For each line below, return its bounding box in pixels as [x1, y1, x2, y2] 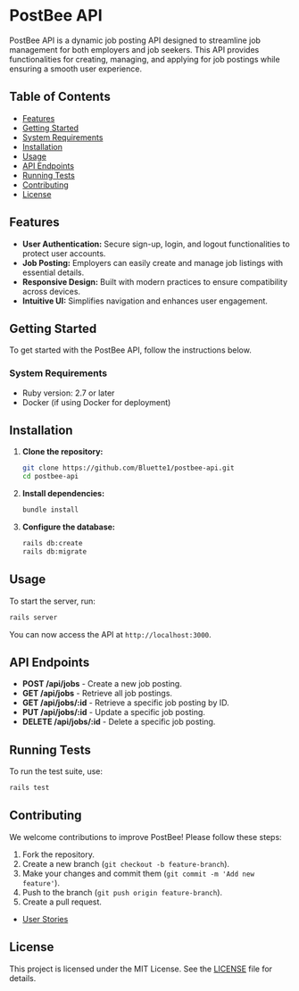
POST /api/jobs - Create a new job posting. [21, 679, 183, 689]
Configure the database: [21, 521, 116, 532]
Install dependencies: [21, 488, 105, 499]
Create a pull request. [21, 896, 103, 907]
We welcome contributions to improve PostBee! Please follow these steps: [9, 831, 283, 842]
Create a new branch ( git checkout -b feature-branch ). [21, 858, 230, 869]
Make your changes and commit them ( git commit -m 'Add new [21, 868, 255, 879]
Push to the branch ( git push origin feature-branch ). [21, 887, 223, 897]
